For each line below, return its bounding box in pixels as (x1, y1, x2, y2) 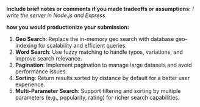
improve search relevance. (15, 55, 82, 62)
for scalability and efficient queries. (38, 42, 127, 49)
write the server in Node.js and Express (6, 12, 105, 19)
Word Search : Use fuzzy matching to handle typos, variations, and (15, 48, 183, 56)
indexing (15, 42, 37, 49)
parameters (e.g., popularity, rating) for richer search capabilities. (15, 94, 180, 101)
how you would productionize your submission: (6, 24, 129, 31)
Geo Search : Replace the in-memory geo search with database (15, 35, 174, 42)
